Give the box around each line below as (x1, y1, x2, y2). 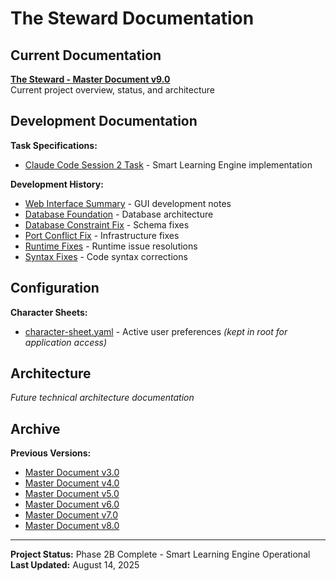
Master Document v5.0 (24, 488, 120, 500)
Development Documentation (10, 113, 198, 130)
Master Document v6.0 (24, 498, 120, 511)
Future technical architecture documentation (10, 392, 195, 404)
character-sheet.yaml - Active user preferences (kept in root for (24, 325, 288, 337)
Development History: (10, 178, 104, 190)
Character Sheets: (10, 306, 88, 318)
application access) (24, 336, 108, 348)
